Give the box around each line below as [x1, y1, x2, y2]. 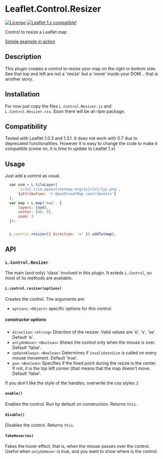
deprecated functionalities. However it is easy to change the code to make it [5, 141, 158, 146]
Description [5, 53, 41, 61]
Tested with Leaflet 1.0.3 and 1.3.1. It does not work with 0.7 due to [5, 135, 138, 141]
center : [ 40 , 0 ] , [18, 209, 54, 214]
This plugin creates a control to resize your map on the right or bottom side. [5, 65, 157, 71]
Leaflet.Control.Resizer [5, 3, 101, 15]
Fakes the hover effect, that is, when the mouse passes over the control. [5, 443, 150, 449]
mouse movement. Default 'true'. [12, 355, 78, 361]
